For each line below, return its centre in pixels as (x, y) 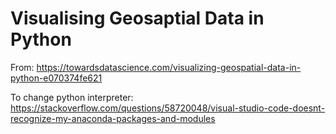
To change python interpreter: (72, 97)
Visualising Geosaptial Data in (137, 18)
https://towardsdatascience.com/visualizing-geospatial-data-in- (169, 67)
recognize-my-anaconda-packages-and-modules (113, 118)
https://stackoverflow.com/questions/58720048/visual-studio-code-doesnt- (168, 108)
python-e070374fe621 (56, 78)
